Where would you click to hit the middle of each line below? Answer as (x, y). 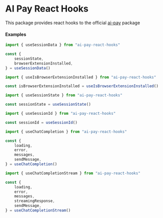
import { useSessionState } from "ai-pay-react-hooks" (64, 95)
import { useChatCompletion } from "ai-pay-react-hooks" (66, 131)
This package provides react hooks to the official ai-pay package (73, 23)
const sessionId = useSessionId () (42, 122)
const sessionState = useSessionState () (48, 104)
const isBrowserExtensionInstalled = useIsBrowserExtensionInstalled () (82, 86)
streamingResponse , (35, 201)
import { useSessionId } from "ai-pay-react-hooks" (60, 114)
